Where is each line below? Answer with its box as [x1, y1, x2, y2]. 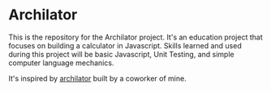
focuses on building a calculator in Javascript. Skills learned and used [8, 40, 242, 50]
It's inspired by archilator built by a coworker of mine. [8, 73, 187, 83]
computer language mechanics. [8, 58, 114, 68]
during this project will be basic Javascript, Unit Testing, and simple [8, 49, 234, 59]
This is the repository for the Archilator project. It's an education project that [8, 32, 263, 42]
